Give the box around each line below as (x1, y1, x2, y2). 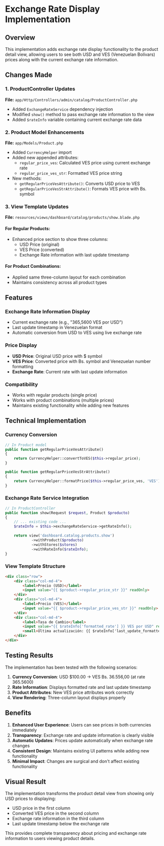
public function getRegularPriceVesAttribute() (5, 447, 104, 452)
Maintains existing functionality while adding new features (12, 402, 129, 408)
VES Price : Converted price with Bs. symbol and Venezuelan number (12, 358, 151, 364)
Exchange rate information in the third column (12, 816, 104, 822)
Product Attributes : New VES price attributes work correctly (12, 689, 134, 695)
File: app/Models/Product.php (5, 140, 63, 145)
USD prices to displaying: (5, 796, 56, 801)
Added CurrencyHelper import (12, 149, 72, 155)
